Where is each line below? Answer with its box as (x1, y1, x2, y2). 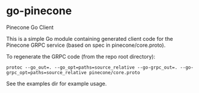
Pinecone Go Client (6, 24, 54, 31)
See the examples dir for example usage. (6, 80, 107, 87)
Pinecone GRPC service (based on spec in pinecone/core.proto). (6, 41, 166, 49)
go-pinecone (6, 4, 72, 18)
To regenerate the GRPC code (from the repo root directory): (6, 53, 155, 60)
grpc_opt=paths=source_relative (6, 69, 87, 75)
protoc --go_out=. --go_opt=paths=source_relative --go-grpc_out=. (6, 64, 178, 70)
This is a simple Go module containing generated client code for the (6, 35, 173, 42)
